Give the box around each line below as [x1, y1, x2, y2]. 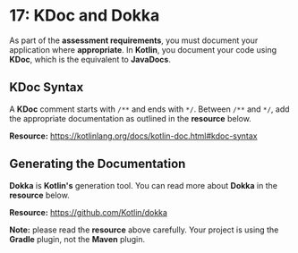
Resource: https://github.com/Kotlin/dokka [9, 207, 168, 217]
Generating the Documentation [9, 156, 186, 172]
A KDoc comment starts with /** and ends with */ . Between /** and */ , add [9, 104, 290, 114]
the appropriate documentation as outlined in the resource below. [9, 113, 252, 123]
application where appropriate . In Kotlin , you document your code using [9, 44, 277, 55]
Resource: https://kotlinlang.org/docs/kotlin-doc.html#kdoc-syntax [9, 131, 258, 141]
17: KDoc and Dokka [9, 5, 160, 26]
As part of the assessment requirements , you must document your [9, 35, 259, 46]
